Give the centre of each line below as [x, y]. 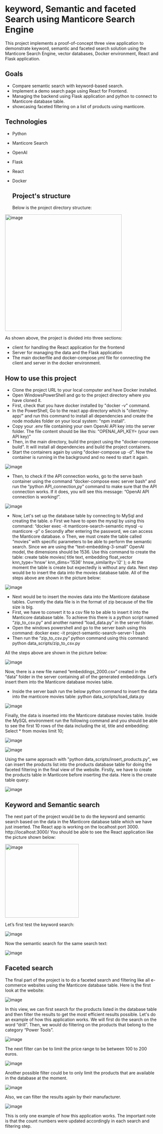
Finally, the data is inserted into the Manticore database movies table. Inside [81, 716]
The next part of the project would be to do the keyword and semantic [75, 816]
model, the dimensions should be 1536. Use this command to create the [84, 552]
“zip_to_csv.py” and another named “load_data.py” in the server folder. [83, 623]
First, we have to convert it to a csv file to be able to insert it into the [80, 612]
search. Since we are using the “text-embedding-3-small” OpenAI [78, 547]
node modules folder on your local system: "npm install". [69, 421]
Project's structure [41, 196]
